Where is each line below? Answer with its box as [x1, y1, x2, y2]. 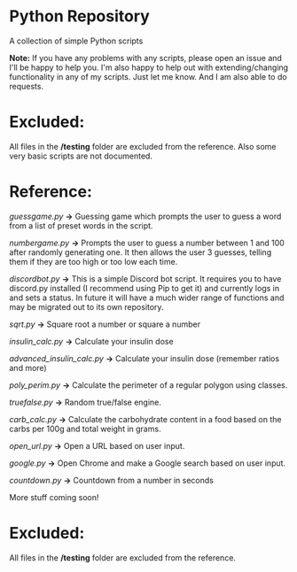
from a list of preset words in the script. [9, 220, 153, 231]
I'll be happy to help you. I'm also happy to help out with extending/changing [9, 62, 289, 73]
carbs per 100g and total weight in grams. [9, 423, 161, 434]
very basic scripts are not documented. [9, 151, 153, 161]
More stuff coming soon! [9, 491, 99, 502]
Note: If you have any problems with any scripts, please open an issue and [9, 52, 282, 63]
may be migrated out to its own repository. [9, 301, 164, 312]
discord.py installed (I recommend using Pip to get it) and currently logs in [9, 282, 280, 293]
